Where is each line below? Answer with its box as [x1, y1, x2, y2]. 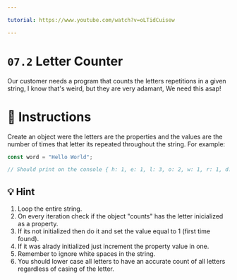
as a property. [17, 220, 59, 228]
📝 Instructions [7, 109, 92, 124]
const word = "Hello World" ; [7, 153, 93, 161]
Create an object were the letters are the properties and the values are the [7, 132, 223, 141]
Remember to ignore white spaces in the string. [17, 250, 156, 258]
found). [17, 235, 39, 243]
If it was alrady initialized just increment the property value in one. [17, 242, 209, 251]
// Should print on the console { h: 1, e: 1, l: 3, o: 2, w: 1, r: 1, [7, 166, 222, 173]
